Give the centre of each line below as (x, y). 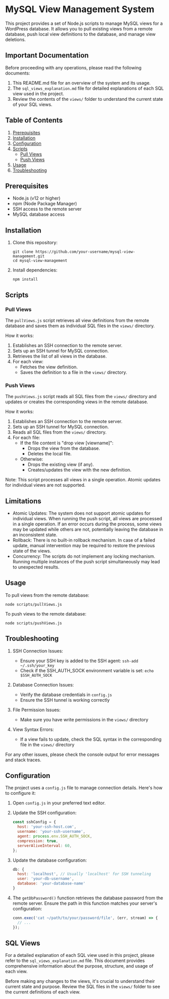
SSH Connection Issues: (38, 651)
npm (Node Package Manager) (45, 204)
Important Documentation (47, 55)
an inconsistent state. (35, 534)
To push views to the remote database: (46, 613)
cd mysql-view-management (40, 261)
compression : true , (38, 841)
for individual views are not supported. (46, 485)
